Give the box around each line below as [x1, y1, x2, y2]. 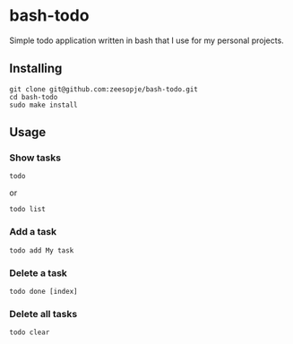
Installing [9, 61, 63, 76]
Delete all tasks [9, 307, 78, 320]
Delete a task [9, 266, 67, 279]
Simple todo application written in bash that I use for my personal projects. [9, 35, 284, 46]
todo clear [9, 328, 50, 337]
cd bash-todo [9, 92, 58, 101]
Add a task [9, 226, 56, 238]
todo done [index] [9, 288, 78, 297]
